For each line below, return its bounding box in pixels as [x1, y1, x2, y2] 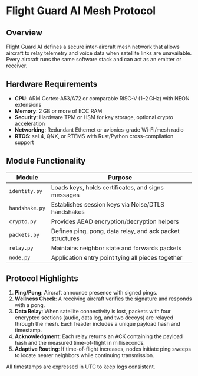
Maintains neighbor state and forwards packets [51, 244, 181, 252]
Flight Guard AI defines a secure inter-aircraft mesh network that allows [6, 43, 180, 50]
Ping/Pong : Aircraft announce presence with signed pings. [14, 289, 158, 296]
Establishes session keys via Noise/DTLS [51, 200, 165, 208]
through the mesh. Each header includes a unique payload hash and [14, 321, 181, 328]
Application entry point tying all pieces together [51, 253, 183, 261]
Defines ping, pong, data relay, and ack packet [51, 227, 180, 235]
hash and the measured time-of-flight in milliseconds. [14, 339, 146, 346]
